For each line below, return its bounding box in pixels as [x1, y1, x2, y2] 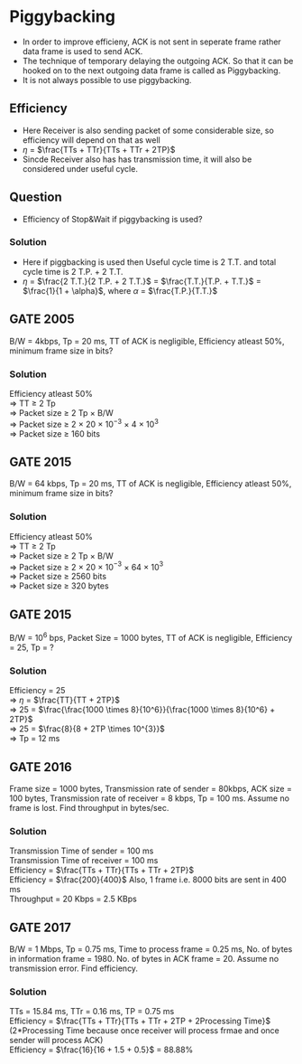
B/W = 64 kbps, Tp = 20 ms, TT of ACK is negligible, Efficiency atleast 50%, [9, 478, 292, 489]
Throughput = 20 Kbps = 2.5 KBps [9, 893, 137, 905]
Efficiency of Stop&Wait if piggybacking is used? [22, 213, 203, 224]
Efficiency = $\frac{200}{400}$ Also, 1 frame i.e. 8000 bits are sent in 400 [9, 874, 287, 885]
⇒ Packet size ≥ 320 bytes [9, 580, 110, 591]
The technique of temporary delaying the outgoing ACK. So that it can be [22, 55, 294, 66]
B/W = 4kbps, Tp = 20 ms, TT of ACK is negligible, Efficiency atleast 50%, [9, 335, 285, 346]
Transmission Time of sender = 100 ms [9, 845, 154, 856]
